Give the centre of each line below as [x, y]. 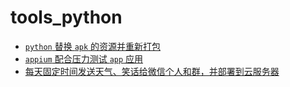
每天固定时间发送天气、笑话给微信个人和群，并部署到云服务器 [152, 71]
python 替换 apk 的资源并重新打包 [93, 46]
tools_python [66, 17]
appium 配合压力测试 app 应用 [84, 58]
